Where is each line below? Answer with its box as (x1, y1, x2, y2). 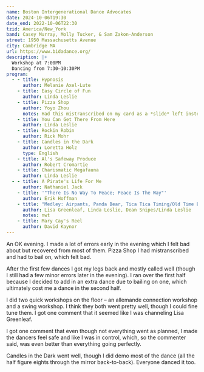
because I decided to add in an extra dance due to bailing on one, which (6, 278, 187, 285)
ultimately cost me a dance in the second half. (6, 284, 121, 292)
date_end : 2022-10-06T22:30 (6, 20, 78, 26)
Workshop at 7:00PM (12, 60, 61, 66)
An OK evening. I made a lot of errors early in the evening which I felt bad (6, 240, 190, 247)
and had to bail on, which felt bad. (6, 253, 92, 260)
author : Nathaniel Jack (22, 184, 83, 190)
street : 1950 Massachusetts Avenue (6, 37, 97, 43)
